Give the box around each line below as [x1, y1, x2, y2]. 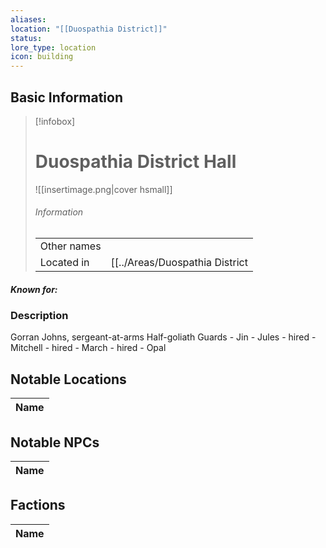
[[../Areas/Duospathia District [110, 256, 248, 270]
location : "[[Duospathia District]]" [10, 24, 168, 34]
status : [10, 33, 43, 43]
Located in [39, 256, 90, 270]
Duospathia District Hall [34, 151, 237, 173]
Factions [10, 497, 66, 514]
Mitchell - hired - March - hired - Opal [10, 342, 167, 354]
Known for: [10, 283, 58, 295]
